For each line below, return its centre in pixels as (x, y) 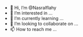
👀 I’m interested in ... (31, 13)
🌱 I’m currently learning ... (37, 18)
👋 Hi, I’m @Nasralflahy (33, 8)
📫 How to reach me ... (33, 29)
